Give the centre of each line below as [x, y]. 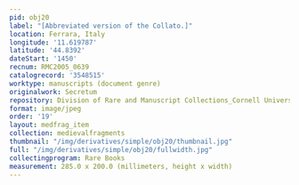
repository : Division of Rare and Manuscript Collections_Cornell [135, 100]
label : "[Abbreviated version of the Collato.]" [101, 26]
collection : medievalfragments [67, 133]
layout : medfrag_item [49, 125]
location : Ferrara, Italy [57, 34]
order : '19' [31, 117]
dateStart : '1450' [43, 59]
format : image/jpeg [45, 109]
